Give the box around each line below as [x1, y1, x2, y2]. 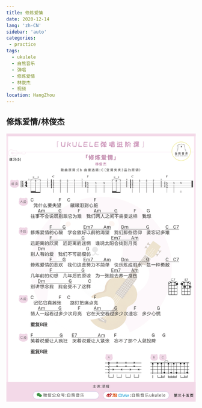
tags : [6, 48, 20, 54]
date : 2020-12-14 [6, 16, 50, 22]
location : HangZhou [6, 92, 55, 99]
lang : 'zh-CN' [6, 22, 42, 28]
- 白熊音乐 [11, 60, 35, 66]
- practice [8, 42, 36, 48]
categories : [6, 35, 36, 42]
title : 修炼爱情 [6, 10, 43, 16]
